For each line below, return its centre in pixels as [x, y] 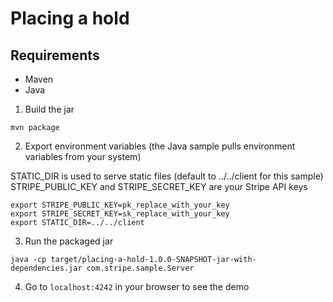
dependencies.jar [46, 268]
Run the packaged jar [69, 241]
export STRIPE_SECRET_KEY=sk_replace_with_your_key [120, 214]
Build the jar [49, 109]
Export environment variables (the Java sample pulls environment [160, 146]
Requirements [55, 55]
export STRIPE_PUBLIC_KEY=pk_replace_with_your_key [120, 205]
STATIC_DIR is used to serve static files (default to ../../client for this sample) [167, 176]
